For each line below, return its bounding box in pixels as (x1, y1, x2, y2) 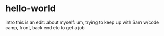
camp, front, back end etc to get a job (5, 24, 85, 30)
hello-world (5, 3, 56, 14)
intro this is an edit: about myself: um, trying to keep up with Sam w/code (5, 19, 159, 25)
